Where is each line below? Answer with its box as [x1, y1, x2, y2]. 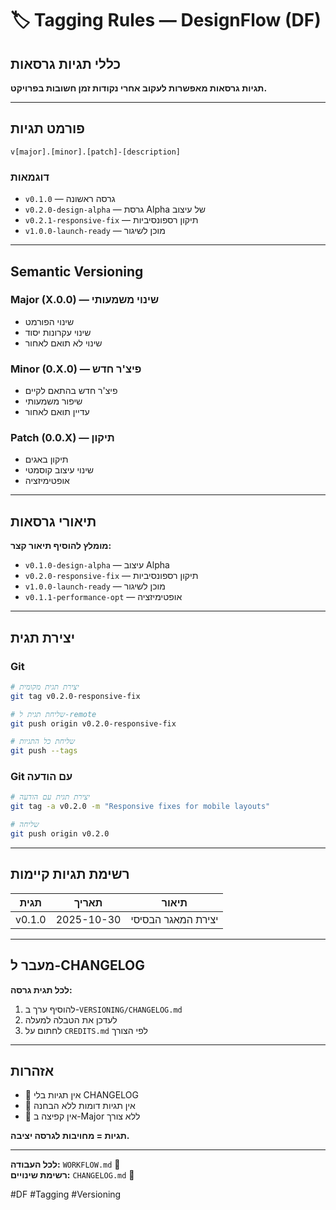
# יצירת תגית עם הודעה [10, 792, 90, 802]
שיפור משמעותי [24, 395, 83, 407]
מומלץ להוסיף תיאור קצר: [10, 540, 112, 552]
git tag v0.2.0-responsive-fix [10, 691, 141, 701]
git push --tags [10, 746, 78, 756]
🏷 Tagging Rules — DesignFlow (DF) [10, 9, 322, 32]
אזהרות [10, 1062, 55, 1079]
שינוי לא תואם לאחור [24, 337, 103, 349]
